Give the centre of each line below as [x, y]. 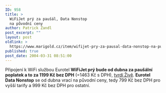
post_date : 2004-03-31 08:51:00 [38, 56]
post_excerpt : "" [23, 33]
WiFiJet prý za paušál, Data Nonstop [48, 19]
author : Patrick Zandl [28, 28]
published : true [22, 51]
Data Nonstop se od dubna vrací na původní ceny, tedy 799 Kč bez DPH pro [83, 80]
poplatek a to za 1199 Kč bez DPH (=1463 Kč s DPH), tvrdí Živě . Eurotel [78, 75]
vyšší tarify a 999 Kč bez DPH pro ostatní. [48, 86]
